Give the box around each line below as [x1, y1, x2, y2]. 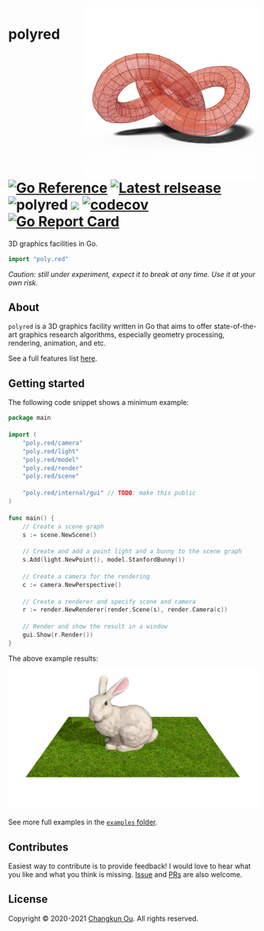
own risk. [8, 278, 38, 287]
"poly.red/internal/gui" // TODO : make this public [22, 489, 196, 498]
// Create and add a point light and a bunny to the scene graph [22, 547, 243, 555]
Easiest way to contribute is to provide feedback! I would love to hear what [8, 861, 251, 871]
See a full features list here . [8, 354, 97, 363]
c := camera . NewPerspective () [22, 581, 123, 588]
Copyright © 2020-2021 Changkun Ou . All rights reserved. [8, 914, 199, 923]
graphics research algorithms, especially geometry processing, [18, 330, 225, 339]
